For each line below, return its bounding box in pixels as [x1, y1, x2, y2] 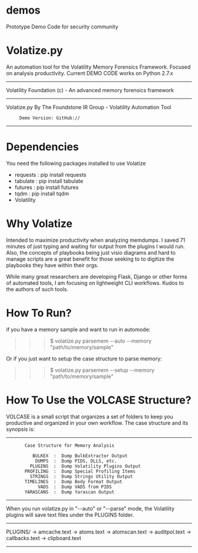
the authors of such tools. [6, 285, 69, 292]
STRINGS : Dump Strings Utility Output [29, 473, 133, 479]
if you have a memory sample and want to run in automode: [6, 326, 151, 333]
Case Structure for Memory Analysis [24, 443, 115, 448]
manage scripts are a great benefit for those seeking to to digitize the [6, 255, 174, 262]
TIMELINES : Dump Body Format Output [24, 479, 123, 484]
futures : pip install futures [14, 184, 79, 191]
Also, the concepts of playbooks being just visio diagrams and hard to [6, 249, 176, 256]
